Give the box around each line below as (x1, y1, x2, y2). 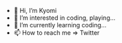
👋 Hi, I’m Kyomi (13, 7, 57, 14)
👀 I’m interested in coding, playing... (13, 14, 116, 22)
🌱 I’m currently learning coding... (13, 21, 107, 29)
